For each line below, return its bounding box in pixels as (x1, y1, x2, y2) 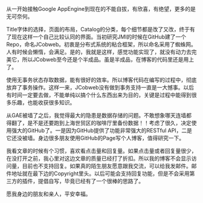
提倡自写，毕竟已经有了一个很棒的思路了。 (37, 178, 144, 184)
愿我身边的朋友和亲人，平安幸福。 (6, 190, 91, 198)
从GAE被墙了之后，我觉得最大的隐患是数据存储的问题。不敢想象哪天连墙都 (6, 112, 192, 119)
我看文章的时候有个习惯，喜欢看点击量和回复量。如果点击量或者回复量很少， (6, 147, 197, 154)
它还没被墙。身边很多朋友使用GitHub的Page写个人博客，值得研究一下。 (6, 135, 185, 141)
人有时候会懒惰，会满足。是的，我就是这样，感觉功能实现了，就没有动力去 (6, 48, 192, 56)
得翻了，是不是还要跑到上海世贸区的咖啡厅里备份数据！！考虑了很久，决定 (6, 120, 192, 126)
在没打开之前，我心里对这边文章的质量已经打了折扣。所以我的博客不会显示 (6, 155, 192, 162)
